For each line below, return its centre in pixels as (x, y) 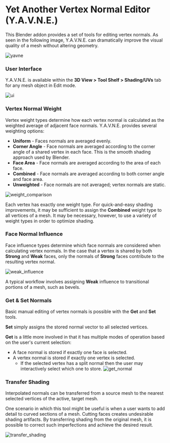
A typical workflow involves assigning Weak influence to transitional (77, 282)
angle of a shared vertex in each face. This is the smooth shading (82, 152)
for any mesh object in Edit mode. (41, 85)
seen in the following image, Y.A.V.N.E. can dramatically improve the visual (84, 40)
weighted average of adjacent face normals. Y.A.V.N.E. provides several (81, 125)
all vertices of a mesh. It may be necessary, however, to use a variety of (81, 215)
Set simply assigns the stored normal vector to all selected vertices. (77, 327)
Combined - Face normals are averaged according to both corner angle (89, 174)
